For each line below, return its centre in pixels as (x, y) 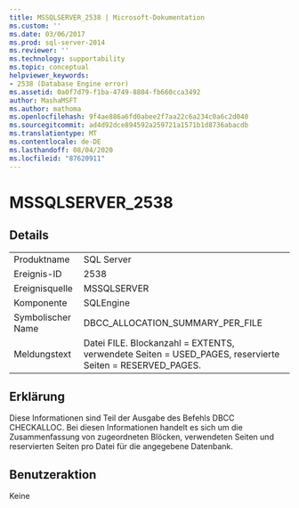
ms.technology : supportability (67, 59)
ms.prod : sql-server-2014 (57, 42)
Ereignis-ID (38, 274)
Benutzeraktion (53, 475)
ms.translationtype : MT (53, 134)
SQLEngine (107, 302)
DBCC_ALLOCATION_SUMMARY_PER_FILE (173, 323)
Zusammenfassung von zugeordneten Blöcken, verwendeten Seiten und (141, 437)
